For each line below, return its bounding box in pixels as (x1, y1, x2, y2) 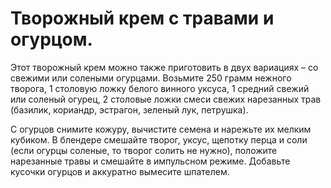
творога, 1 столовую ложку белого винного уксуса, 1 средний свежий (10, 82, 310, 94)
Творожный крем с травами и (10, 7, 275, 30)
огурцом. (10, 28, 93, 51)
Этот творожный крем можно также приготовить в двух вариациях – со (10, 61, 319, 73)
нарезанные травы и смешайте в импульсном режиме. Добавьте (10, 155, 291, 167)
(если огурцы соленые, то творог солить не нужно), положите (10, 144, 278, 156)
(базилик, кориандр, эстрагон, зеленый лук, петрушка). (10, 103, 249, 116)
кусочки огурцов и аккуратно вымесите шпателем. (10, 165, 230, 177)
